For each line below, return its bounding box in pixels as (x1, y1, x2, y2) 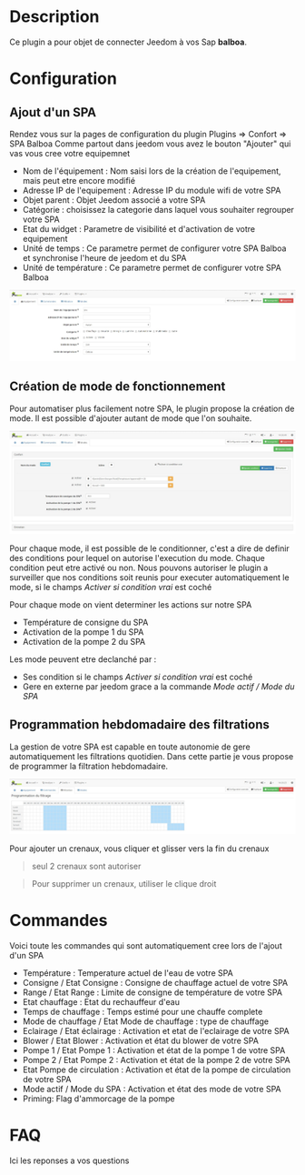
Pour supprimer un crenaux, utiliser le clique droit (31, 879, 217, 889)
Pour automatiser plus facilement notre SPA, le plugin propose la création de (9, 403, 295, 414)
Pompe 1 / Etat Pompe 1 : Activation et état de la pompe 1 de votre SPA (22, 1045, 286, 1056)
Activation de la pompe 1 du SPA (22, 627, 144, 638)
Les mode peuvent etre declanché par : (9, 654, 157, 665)
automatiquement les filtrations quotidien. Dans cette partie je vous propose (9, 750, 294, 761)
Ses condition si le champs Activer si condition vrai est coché (22, 671, 253, 682)
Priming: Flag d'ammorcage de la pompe (22, 1093, 175, 1104)
